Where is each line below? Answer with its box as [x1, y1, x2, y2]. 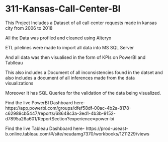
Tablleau [5, 59, 23, 65]
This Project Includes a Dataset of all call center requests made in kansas [5, 20, 157, 26]
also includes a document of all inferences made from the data [5, 75, 135, 81]
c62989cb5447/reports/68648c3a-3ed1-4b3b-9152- [5, 110, 116, 116]
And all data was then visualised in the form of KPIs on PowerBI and [5, 54, 146, 60]
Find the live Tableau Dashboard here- [5, 125, 85, 131]
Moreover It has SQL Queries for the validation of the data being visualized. [5, 90, 161, 96]
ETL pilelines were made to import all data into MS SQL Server [5, 44, 134, 50]
